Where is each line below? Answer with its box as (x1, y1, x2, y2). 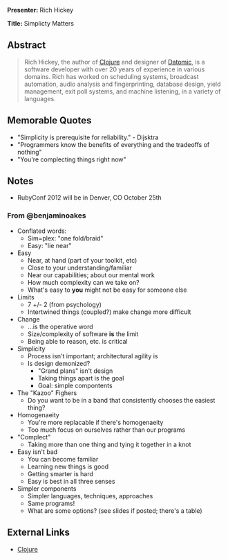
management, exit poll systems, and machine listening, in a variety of (23, 87, 221, 96)
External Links (7, 527, 70, 539)
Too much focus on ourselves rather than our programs (27, 426, 185, 434)
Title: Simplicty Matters (7, 19, 75, 27)
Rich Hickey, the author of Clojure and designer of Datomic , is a (23, 58, 205, 66)
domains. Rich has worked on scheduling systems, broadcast (23, 72, 199, 80)
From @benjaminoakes (7, 211, 86, 220)
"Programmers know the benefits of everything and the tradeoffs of (17, 140, 210, 148)
